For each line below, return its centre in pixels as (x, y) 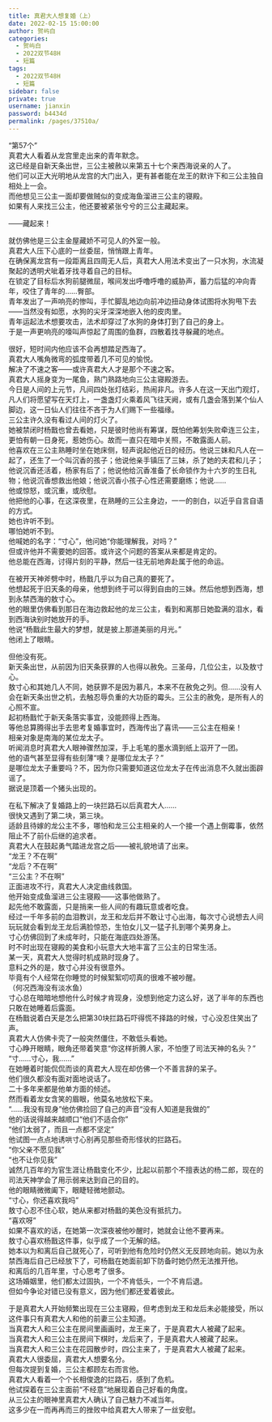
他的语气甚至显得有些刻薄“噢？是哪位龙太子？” (86, 757)
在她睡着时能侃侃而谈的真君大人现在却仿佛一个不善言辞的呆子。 (115, 1068)
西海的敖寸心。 (54, 598)
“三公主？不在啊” (36, 876)
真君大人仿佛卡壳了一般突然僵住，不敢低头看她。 (90, 1038)
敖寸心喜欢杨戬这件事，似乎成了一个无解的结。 (86, 1241)
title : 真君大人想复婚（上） (51, 16)
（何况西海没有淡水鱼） (47, 987)
